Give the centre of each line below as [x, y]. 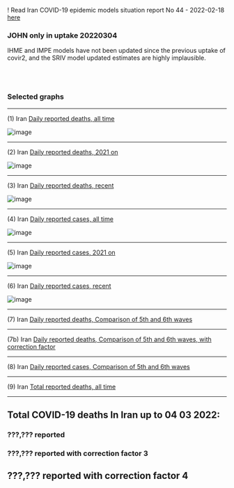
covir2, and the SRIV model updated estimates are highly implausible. [107, 58]
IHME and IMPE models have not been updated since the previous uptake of [117, 51]
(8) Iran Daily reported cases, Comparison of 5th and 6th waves [99, 366]
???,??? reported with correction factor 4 [98, 476]
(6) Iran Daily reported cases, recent [59, 286]
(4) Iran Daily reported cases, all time [60, 219]
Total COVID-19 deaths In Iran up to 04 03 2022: [114, 415]
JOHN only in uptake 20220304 [62, 35]
